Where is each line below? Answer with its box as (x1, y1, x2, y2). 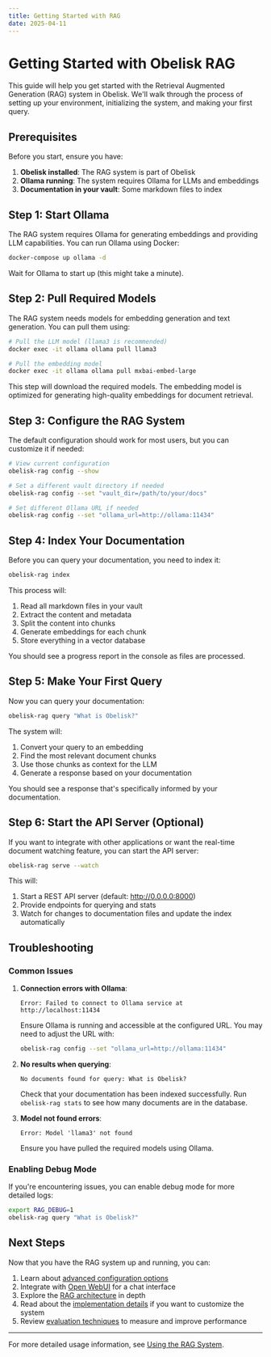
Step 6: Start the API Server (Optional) (8, 816, 204, 829)
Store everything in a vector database (19, 636, 146, 645)
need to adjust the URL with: (19, 1029, 115, 1039)
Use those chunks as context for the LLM (19, 759, 157, 769)
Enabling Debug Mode (8, 1163, 97, 1174)
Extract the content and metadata (19, 610, 131, 619)
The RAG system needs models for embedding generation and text (8, 313, 231, 323)
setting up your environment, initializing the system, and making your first (8, 98, 252, 108)
